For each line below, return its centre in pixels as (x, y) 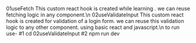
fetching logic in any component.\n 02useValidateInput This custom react (95, 15)
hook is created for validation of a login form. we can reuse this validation (95, 21)
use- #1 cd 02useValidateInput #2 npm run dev (63, 34)
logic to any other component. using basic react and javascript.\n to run (93, 27)
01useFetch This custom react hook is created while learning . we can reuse (98, 9)
